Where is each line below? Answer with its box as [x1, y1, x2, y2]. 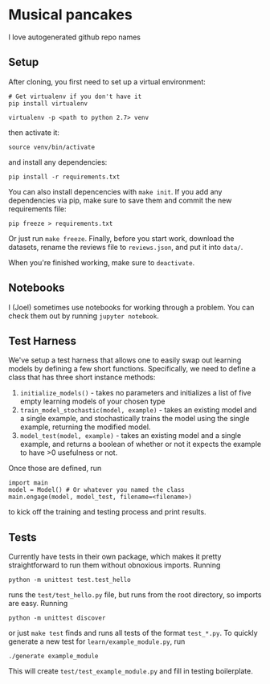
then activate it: [8, 127, 60, 137]
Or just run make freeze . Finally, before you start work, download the [8, 233, 235, 243]
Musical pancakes [8, 6, 133, 24]
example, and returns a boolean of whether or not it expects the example [19, 440, 262, 449]
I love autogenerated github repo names [8, 32, 141, 42]
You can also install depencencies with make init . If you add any [8, 186, 223, 196]
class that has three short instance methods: [8, 372, 156, 383]
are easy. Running [8, 599, 68, 608]
